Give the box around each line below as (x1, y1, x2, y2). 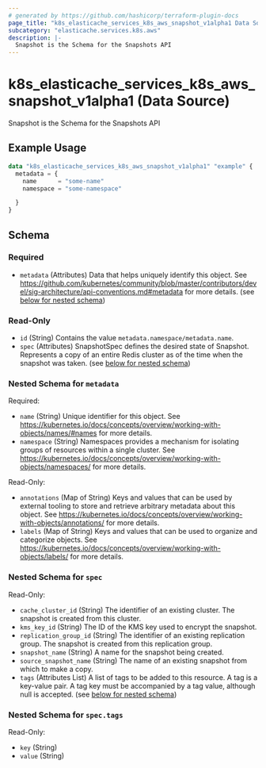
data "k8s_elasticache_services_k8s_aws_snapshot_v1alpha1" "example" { (8, 162, 253, 171)
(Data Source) (137, 92, 230, 110)
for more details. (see (184, 286, 255, 296)
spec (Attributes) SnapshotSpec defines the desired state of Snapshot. (19, 342, 249, 351)
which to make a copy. (19, 664, 93, 674)
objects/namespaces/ (19, 462, 91, 472)
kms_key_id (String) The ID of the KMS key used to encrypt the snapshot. (19, 622, 257, 632)
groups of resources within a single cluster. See (19, 445, 176, 455)
